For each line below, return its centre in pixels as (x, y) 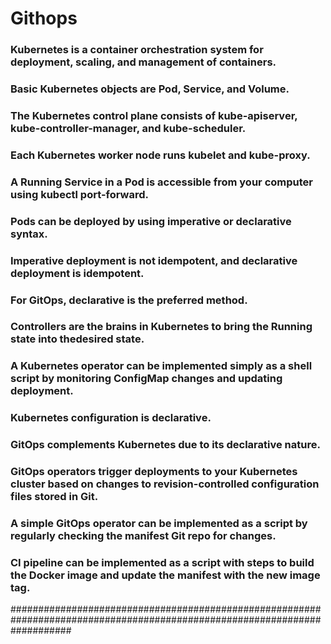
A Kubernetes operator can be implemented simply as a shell (161, 366)
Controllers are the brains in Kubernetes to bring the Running (161, 327)
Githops (44, 18)
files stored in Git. (54, 497)
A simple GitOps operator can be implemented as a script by (159, 524)
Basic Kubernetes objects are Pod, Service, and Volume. (150, 89)
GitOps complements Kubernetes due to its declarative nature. (165, 445)
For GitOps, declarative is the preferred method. (129, 300)
